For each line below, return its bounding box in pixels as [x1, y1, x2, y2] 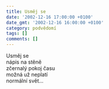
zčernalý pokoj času [6, 65, 55, 71]
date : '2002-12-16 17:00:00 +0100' [6, 14, 94, 20]
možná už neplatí [6, 71, 48, 78]
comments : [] [6, 36, 38, 42]
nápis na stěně [6, 58, 42, 65]
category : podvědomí [6, 25, 57, 31]
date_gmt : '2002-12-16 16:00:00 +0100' [6, 19, 104, 25]
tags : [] [6, 31, 28, 37]
